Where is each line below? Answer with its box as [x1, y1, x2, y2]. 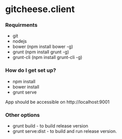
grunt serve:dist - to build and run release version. [12, 128, 117, 134]
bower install [12, 84, 39, 90]
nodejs [12, 38, 27, 44]
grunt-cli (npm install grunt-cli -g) [12, 54, 83, 60]
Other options [5, 111, 40, 118]
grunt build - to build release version [12, 123, 88, 129]
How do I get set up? [5, 67, 56, 74]
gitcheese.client [5, 4, 75, 15]
